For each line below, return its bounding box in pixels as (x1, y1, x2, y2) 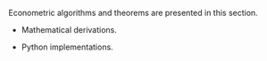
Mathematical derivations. (21, 25, 117, 34)
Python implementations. (21, 42, 113, 52)
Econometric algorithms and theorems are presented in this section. (8, 8, 258, 18)
